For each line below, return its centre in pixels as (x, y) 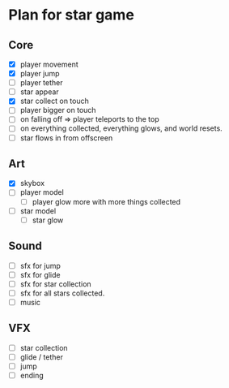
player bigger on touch (58, 110)
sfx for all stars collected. (62, 293)
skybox (32, 183)
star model (38, 211)
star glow (48, 220)
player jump (40, 74)
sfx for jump (40, 265)
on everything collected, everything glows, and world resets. (121, 128)
